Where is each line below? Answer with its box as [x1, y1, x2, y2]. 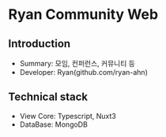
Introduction [8, 37, 71, 50]
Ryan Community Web [8, 6, 159, 24]
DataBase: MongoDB [19, 120, 89, 129]
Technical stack [8, 91, 89, 104]
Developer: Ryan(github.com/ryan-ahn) [19, 68, 148, 76]
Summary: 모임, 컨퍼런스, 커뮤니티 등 [19, 59, 136, 68]
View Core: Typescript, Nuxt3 [19, 111, 116, 120]
